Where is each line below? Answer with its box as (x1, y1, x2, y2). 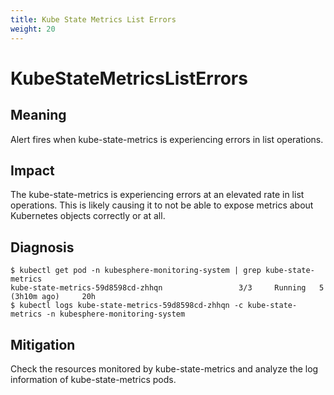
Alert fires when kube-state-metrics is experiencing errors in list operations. (10, 133, 324, 145)
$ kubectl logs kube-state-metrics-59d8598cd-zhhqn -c (10, 301, 244, 311)
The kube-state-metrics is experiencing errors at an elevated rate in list (10, 189, 305, 201)
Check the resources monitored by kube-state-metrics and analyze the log (10, 362, 319, 375)
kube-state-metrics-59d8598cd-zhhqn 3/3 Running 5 (10, 283, 325, 293)
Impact (10, 162, 55, 179)
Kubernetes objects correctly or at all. (10, 210, 166, 222)
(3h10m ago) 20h (10, 292, 97, 302)
